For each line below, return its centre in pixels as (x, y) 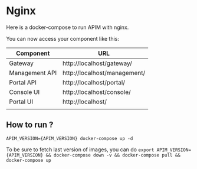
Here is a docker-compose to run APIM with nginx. (68, 27)
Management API (33, 73)
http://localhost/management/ (104, 73)
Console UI (24, 92)
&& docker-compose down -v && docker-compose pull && (113, 155)
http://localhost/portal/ (94, 82)
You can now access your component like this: (63, 38)
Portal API (23, 82)
